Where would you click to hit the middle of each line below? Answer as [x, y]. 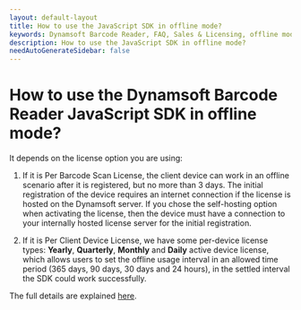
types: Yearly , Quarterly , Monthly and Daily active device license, [146, 250]
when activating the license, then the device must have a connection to [154, 214]
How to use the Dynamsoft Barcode [143, 95]
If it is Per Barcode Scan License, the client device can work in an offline [155, 176]
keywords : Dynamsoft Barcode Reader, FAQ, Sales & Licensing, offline [144, 34]
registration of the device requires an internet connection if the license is [156, 194]
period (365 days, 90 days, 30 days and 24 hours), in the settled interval [156, 269]
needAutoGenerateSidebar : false [69, 51]
